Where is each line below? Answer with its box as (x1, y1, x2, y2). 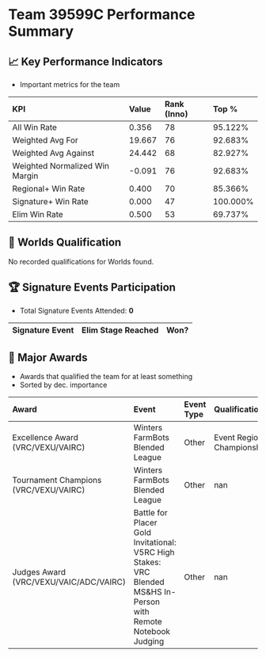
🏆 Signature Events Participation (8, 281, 177, 294)
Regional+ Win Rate (12, 184, 85, 194)
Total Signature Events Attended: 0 (19, 306, 134, 315)
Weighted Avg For (12, 135, 79, 146)
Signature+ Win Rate (12, 196, 89, 207)
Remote (133, 616, 162, 627)
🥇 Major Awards (8, 351, 88, 365)
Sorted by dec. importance (19, 380, 108, 389)
